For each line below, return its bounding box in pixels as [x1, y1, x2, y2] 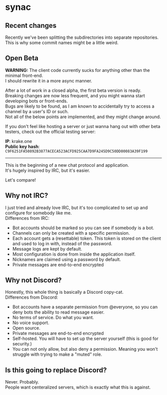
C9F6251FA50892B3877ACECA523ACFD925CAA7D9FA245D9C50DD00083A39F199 [5, 148, 148, 154]
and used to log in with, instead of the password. [12, 240, 113, 247]
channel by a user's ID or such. [5, 108, 69, 114]
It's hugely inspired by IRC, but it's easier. [5, 167, 90, 173]
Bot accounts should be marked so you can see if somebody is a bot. [12, 225, 155, 231]
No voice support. [12, 320, 50, 326]
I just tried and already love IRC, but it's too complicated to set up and [5, 204, 148, 210]
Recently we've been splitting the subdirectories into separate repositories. [5, 34, 159, 40]
